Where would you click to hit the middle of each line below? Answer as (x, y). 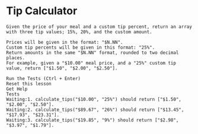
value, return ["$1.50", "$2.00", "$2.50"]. (62, 68)
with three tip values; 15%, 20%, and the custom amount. (79, 32)
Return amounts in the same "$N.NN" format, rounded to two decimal (92, 52)
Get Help (17, 89)
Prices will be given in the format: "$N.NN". (65, 42)
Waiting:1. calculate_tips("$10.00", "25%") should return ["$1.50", (94, 99)
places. (16, 58)
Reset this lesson (29, 84)
